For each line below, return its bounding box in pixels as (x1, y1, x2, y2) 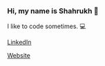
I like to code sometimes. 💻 (7, 22, 86, 30)
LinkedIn (7, 38, 32, 47)
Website (7, 52, 31, 60)
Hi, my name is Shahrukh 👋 (7, 6, 99, 16)
